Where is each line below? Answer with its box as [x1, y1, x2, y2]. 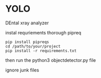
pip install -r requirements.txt [5, 48, 77, 53]
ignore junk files [5, 67, 39, 73]
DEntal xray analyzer [5, 20, 49, 26]
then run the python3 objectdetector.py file [5, 57, 96, 63]
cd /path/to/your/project [5, 44, 60, 49]
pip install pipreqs [5, 39, 50, 45]
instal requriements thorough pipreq [5, 29, 82, 35]
